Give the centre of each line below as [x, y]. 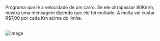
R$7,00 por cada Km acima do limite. [44, 18]
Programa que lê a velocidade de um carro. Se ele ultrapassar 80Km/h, [80, 7]
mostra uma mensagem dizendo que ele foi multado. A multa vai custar [80, 13]
